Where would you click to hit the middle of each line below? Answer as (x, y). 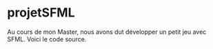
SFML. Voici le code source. (47, 39)
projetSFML (41, 13)
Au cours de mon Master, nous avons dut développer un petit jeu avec (107, 32)
